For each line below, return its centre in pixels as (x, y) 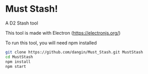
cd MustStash (19, 57)
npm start (16, 66)
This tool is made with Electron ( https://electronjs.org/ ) (63, 33)
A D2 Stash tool (22, 23)
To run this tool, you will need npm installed (51, 43)
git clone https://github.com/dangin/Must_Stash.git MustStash (74, 52)
